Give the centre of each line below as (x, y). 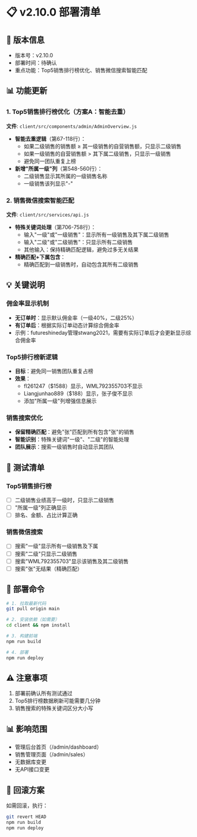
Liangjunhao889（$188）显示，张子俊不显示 (78, 393)
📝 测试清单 (25, 467)
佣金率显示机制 (28, 304)
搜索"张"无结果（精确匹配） (49, 569)
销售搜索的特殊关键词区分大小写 (54, 708)
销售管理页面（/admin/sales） (51, 755)
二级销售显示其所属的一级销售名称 (65, 176)
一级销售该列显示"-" (48, 183)
